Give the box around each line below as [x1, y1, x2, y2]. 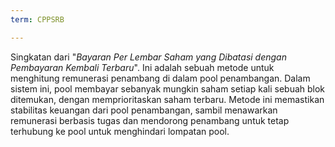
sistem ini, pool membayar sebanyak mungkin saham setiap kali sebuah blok [10, 82, 326, 95]
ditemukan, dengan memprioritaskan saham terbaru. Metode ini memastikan [10, 93, 325, 105]
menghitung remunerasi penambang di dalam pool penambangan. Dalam [10, 72, 311, 84]
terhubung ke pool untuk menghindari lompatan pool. [10, 125, 230, 137]
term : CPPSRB [10, 14, 65, 25]
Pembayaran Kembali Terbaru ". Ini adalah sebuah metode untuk [10, 61, 275, 73]
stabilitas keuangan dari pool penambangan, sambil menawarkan [10, 104, 278, 116]
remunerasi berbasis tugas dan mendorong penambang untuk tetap [10, 114, 290, 126]
